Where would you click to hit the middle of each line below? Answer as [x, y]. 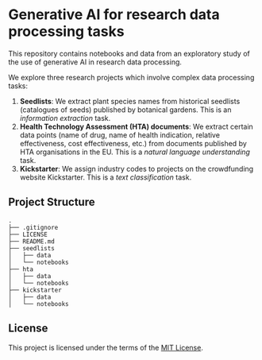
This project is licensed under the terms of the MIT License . [106, 347]
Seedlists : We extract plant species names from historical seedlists [130, 101]
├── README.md [32, 241]
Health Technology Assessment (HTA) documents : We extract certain [137, 126]
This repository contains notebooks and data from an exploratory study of [129, 53]
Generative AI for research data [114, 15]
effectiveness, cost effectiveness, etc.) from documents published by [133, 143]
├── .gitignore [33, 227]
